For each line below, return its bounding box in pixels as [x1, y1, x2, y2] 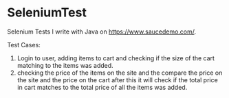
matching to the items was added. [17, 61, 113, 69]
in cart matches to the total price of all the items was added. [17, 83, 188, 91]
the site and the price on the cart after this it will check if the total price [17, 75, 218, 84]
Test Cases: [7, 40, 41, 49]
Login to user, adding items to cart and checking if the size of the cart [17, 53, 215, 62]
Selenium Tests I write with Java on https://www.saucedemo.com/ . [7, 27, 197, 36]
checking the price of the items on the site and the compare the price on [17, 69, 223, 77]
